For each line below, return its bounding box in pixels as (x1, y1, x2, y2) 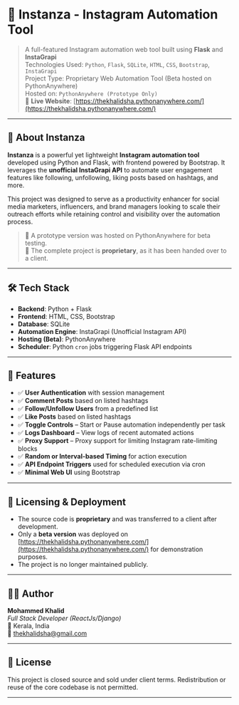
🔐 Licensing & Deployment (7, 496, 127, 508)
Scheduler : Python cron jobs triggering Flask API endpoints (17, 342, 192, 351)
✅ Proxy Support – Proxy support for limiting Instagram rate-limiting (17, 437, 218, 445)
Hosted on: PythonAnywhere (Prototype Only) (24, 89, 158, 98)
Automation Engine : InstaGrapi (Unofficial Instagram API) (17, 327, 187, 335)
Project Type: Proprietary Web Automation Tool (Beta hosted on (24, 74, 212, 83)
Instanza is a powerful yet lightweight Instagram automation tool (7, 150, 200, 159)
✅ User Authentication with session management (17, 388, 165, 397)
